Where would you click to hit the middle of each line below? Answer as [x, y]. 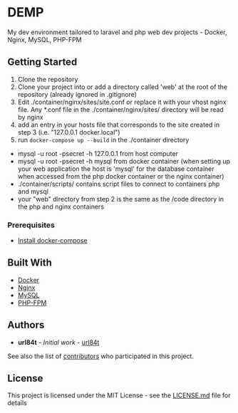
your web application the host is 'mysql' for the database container [116, 169]
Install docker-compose [52, 241]
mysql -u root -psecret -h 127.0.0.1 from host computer [98, 153]
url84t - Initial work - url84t [58, 342]
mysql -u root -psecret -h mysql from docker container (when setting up [124, 161]
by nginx [31, 117]
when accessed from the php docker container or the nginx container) [121, 176]
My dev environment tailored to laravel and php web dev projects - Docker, [117, 32]
